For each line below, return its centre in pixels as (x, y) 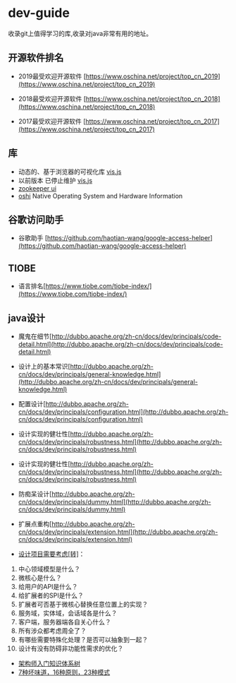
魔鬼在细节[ (35, 336)
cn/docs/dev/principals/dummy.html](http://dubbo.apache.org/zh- (114, 502)
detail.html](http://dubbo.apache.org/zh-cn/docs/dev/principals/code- (120, 344)
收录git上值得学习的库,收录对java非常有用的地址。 (80, 33)
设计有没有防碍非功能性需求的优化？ (71, 648)
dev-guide (39, 13)
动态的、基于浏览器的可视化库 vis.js (70, 172)
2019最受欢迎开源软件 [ (52, 76)
